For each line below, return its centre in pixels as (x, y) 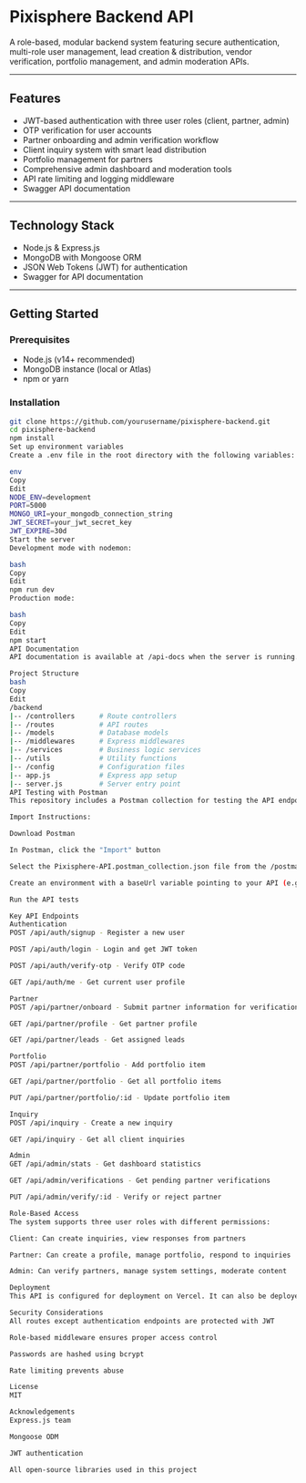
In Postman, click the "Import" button (85, 850)
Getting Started (54, 313)
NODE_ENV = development (51, 497)
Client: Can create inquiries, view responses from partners (128, 1238)
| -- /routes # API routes (79, 725)
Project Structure (44, 674)
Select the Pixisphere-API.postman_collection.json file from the (138, 866)
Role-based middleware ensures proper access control (114, 1337)
